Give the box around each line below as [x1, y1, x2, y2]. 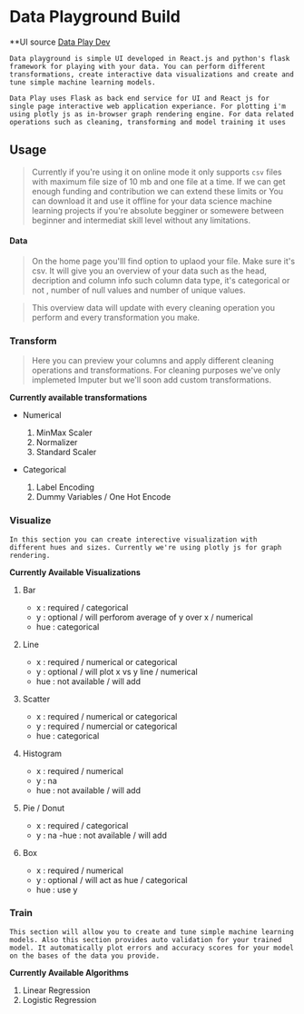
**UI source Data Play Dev [9, 36, 111, 47]
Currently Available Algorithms [9, 967, 129, 978]
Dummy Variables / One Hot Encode [35, 492, 172, 502]
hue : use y [35, 884, 78, 895]
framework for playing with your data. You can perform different [9, 62, 266, 71]
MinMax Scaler [35, 427, 93, 438]
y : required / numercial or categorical [35, 721, 178, 731]
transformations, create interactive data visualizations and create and [9, 70, 295, 79]
